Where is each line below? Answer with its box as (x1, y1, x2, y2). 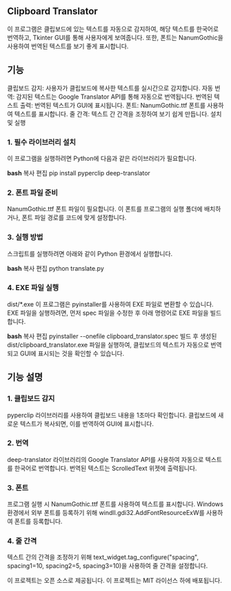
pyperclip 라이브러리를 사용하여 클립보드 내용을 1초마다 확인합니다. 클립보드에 (7, 411, 217, 419)
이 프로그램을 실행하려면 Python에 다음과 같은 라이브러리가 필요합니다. (7, 154, 197, 162)
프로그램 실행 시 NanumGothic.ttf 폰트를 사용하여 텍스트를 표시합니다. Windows (7, 500, 224, 508)
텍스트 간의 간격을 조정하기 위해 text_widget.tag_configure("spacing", (7, 553, 199, 561)
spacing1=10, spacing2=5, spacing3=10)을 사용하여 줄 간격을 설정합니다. (7, 562, 208, 570)
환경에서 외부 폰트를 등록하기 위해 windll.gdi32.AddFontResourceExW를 (7, 509, 205, 517)
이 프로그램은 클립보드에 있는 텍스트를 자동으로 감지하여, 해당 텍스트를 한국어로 (7, 24, 219, 33)
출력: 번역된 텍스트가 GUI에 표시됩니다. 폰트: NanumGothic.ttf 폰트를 (19, 101, 205, 109)
